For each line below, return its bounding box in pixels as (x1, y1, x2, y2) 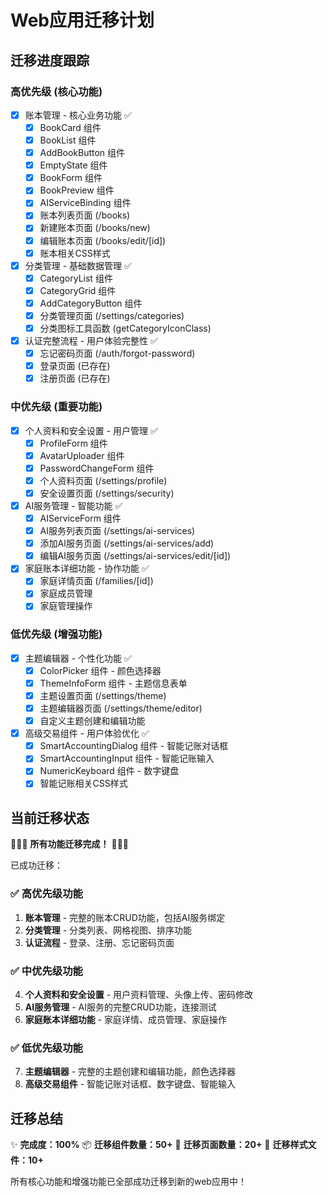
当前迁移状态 (10, 809, 90, 826)
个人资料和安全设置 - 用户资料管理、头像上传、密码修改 (24, 988, 254, 1000)
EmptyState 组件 (39, 159, 108, 171)
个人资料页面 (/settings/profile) (39, 474, 168, 486)
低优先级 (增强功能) (10, 627, 103, 641)
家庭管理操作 (39, 600, 93, 612)
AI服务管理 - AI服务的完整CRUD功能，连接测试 (24, 1001, 217, 1013)
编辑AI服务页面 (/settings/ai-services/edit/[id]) (39, 550, 232, 562)
